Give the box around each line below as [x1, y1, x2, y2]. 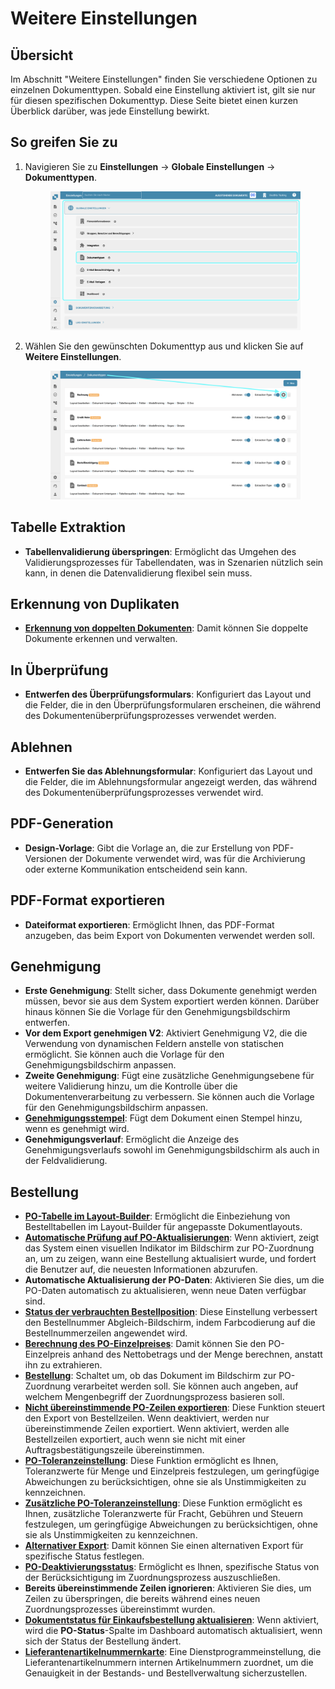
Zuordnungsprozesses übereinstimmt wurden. [24, 1603, 216, 1616]
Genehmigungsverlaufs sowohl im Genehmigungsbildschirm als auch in [24, 1144, 320, 1156]
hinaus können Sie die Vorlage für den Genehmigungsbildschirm [24, 1006, 291, 1018]
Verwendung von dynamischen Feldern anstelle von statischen [24, 1038, 284, 1050]
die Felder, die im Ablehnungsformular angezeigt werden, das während [24, 776, 318, 787]
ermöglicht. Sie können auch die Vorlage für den [24, 1048, 225, 1061]
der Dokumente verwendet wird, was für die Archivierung [68, 852, 306, 864]
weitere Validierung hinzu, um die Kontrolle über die [24, 1080, 238, 1092]
